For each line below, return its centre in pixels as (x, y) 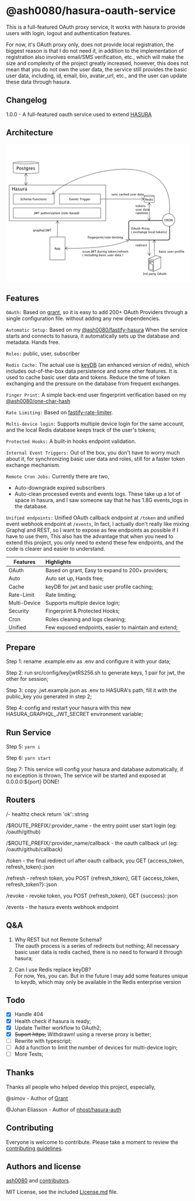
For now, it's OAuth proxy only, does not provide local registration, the (90, 44)
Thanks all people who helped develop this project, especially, (81, 1087)
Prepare (21, 647)
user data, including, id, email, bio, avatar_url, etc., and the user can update (97, 75)
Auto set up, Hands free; (74, 579)
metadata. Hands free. (33, 342)
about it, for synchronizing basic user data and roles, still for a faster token (95, 459)
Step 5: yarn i (23, 746)
